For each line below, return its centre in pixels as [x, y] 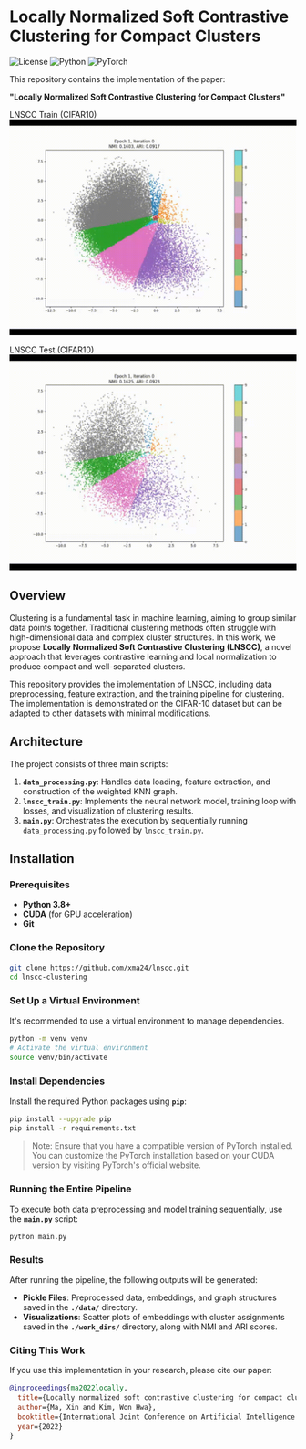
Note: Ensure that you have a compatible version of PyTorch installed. [162, 1146]
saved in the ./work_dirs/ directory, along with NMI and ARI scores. [150, 1327]
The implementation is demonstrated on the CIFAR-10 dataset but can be [146, 703]
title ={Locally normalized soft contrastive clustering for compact [150, 1397]
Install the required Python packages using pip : [98, 1101]
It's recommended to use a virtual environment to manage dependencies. [147, 1021]
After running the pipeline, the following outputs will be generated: [133, 1279]
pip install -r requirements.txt [73, 1129]
